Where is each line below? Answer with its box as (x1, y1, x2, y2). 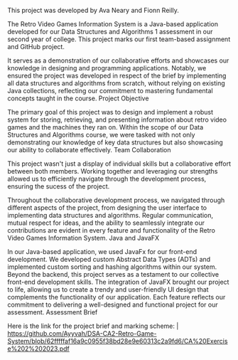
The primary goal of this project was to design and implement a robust (7, 108, 214, 116)
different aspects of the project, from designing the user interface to (7, 203, 207, 212)
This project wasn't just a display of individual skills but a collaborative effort (7, 159, 231, 168)
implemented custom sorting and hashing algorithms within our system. (7, 263, 217, 271)
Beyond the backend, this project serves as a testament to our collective (7, 270, 219, 278)
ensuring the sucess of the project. (7, 182, 110, 191)
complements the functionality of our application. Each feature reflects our (7, 293, 226, 301)
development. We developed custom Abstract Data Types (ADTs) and (7, 255, 211, 263)
